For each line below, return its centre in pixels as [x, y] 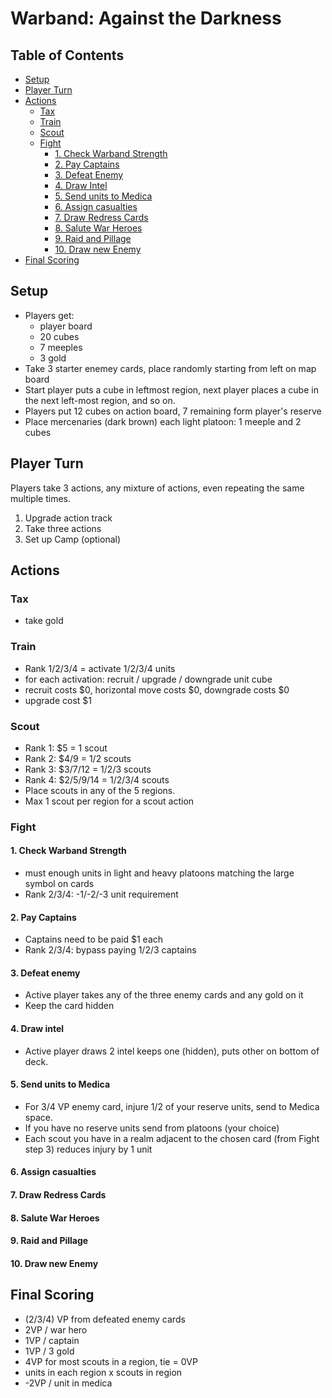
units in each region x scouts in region [103, 1372]
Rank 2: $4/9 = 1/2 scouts [78, 758]
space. [38, 1117]
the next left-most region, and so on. [100, 400]
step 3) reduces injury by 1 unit [88, 1149]
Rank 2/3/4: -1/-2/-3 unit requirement [101, 894]
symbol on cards [59, 884]
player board [66, 326]
